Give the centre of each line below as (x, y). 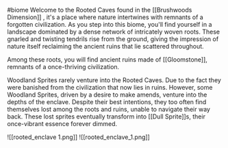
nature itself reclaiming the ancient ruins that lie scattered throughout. (105, 46)
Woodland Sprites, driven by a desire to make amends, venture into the (107, 95)
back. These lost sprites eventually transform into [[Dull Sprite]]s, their (106, 116)
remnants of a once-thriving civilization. (63, 67)
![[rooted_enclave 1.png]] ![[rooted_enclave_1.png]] (79, 137)
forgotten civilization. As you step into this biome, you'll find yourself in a (110, 24)
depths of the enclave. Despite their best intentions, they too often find (107, 102)
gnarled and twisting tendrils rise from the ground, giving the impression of (113, 39)
